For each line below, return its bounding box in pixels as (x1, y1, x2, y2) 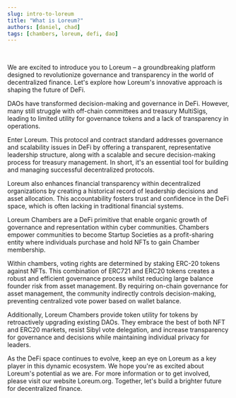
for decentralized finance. (7, 385, 83, 393)
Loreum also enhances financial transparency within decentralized (7, 180, 201, 188)
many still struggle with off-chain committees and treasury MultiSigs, (7, 107, 208, 115)
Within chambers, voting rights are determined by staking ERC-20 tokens (7, 259, 220, 268)
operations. (7, 122, 41, 131)
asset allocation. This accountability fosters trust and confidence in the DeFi (7, 194, 229, 203)
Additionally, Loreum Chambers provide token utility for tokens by (7, 310, 199, 319)
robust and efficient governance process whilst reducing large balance (7, 274, 213, 283)
